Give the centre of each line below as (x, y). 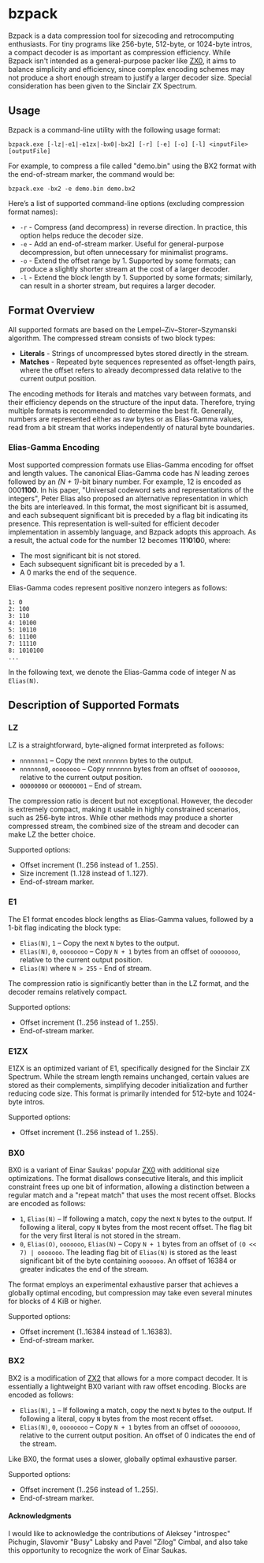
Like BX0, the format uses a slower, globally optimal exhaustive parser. (123, 1459)
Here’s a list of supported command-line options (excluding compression (126, 203)
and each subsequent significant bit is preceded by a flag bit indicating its (128, 515)
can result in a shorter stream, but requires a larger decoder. (117, 286)
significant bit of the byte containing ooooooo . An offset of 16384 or (128, 1261)
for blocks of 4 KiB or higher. (55, 1301)
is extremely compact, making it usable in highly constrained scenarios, (125, 809)
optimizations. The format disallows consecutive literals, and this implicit (126, 1179)
